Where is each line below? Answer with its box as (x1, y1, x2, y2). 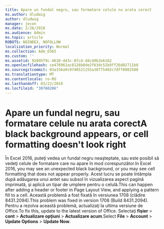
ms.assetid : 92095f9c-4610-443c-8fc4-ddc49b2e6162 (5, 58, 112, 63)
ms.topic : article (5, 35, 43, 40)
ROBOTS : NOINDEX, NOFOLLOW (5, 40, 61, 45)
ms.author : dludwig (5, 12, 46, 17)
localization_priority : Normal (5, 44, 70, 49)
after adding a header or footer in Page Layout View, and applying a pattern (5, 187, 160, 193)
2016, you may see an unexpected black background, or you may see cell (5, 166, 155, 172)
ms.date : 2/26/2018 (5, 26, 46, 31)
